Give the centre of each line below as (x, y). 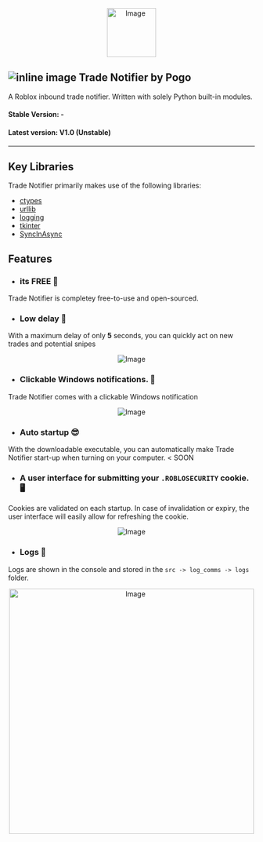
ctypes (31, 201)
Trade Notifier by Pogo (135, 78)
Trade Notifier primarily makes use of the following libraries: (105, 186)
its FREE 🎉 (39, 281)
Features (30, 259)
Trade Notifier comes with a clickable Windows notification (103, 396)
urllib (28, 209)
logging (32, 217)
